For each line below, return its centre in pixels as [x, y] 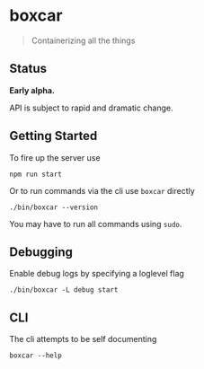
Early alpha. [32, 90]
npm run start [36, 174]
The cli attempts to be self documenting [83, 339]
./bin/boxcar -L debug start [64, 290]
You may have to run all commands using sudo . [96, 224]
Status [28, 69]
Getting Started [53, 136]
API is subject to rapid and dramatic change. [91, 108]
